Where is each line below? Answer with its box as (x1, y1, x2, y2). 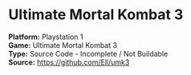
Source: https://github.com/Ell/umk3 (8, 57, 130, 67)
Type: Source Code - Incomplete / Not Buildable (8, 49, 169, 58)
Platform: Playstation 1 (8, 32, 83, 41)
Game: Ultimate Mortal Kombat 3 (8, 40, 118, 49)
